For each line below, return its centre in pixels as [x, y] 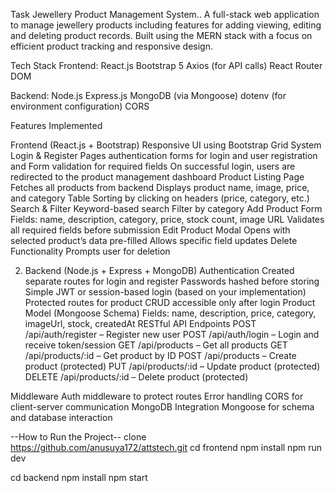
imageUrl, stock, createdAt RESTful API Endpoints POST [140, 323]
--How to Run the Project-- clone [78, 437]
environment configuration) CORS [80, 106]
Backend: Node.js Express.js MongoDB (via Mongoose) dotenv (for [148, 95]
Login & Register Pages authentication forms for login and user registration [164, 155]
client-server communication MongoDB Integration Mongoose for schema [162, 407]
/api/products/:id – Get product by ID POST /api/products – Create [160, 355]
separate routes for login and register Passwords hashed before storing [172, 281]
